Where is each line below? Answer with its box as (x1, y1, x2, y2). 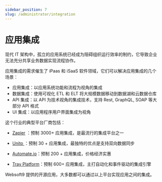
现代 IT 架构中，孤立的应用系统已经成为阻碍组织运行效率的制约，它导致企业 (5, 52, 158, 57)
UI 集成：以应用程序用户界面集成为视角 (12, 109, 91, 115)
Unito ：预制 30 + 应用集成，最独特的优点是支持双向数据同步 (12, 140, 135, 146)
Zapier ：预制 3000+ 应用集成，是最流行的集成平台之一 (12, 130, 124, 136)
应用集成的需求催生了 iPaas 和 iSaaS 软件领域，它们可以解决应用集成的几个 (5, 68, 157, 74)
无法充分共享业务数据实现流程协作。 (5, 57, 78, 64)
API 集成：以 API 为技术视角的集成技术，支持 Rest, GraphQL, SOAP (12, 97, 148, 103)
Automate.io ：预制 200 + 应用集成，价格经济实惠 (12, 151, 112, 157)
